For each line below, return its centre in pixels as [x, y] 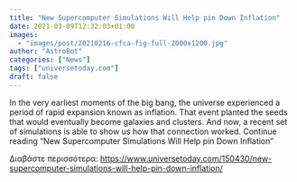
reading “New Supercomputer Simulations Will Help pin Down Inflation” [141, 140]
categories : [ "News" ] [50, 60]
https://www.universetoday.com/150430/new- [186, 158]
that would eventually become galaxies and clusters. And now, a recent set [148, 121]
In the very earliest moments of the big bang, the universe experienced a [145, 102]
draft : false [34, 77]
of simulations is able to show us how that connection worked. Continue [143, 131]
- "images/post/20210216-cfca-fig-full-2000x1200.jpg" [123, 43]
